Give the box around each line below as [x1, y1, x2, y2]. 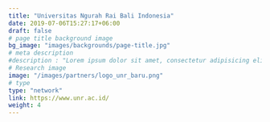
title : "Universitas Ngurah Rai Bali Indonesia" [8, 11, 174, 20]
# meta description [8, 49, 74, 57]
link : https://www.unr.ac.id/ [8, 94, 110, 102]
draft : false [8, 26, 52, 35]
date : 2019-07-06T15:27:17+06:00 [8, 19, 121, 27]
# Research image [8, 64, 67, 72]
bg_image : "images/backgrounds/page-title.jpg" [8, 42, 171, 50]
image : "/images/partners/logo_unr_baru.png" [8, 71, 163, 79]
